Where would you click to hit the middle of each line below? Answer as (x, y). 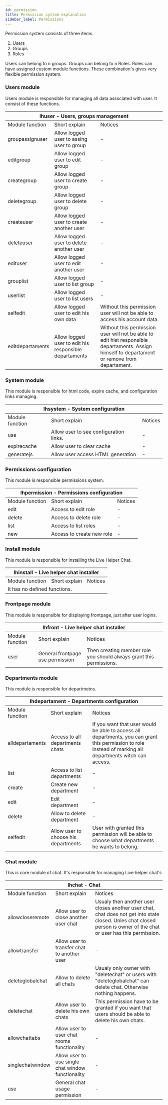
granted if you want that (123, 1008)
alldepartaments (27, 743)
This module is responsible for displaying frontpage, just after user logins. (81, 615)
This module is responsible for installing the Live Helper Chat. (68, 560)
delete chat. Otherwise (121, 987)
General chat (70, 1082)
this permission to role (118, 743)
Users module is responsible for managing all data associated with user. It (81, 98)
